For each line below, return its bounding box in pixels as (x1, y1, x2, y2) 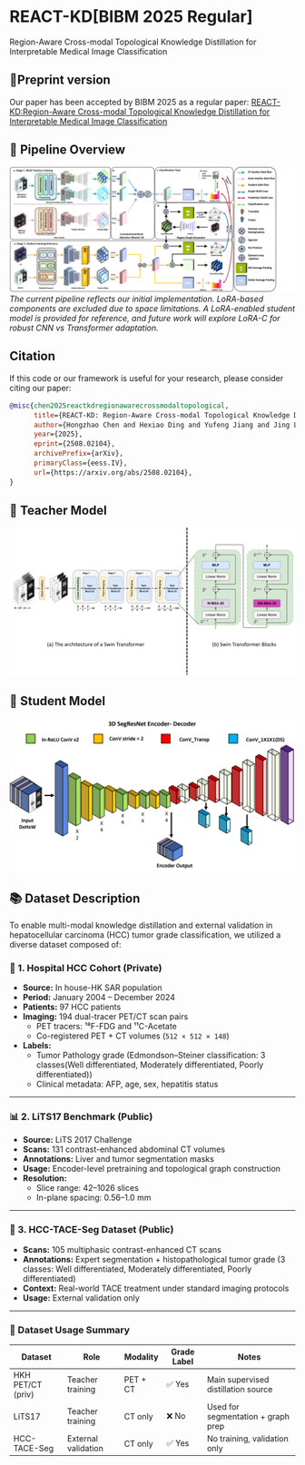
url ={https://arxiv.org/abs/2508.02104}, (33, 467, 193, 477)
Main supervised (207, 1374, 270, 1385)
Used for (207, 1401, 240, 1412)
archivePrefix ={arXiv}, (33, 449, 124, 458)
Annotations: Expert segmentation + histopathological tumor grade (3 (22, 1254, 286, 1264)
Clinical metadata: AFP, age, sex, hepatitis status (35, 1078, 219, 1090)
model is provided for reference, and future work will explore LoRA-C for (9, 313, 280, 324)
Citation (9, 349, 56, 364)
